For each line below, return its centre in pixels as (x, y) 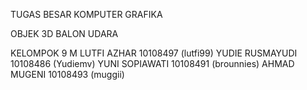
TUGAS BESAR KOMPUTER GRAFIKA (86, 14)
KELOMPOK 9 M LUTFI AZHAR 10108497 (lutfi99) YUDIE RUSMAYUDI (154, 53)
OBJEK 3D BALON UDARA (64, 33)
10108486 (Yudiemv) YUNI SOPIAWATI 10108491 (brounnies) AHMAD (152, 63)
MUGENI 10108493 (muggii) (67, 74)
